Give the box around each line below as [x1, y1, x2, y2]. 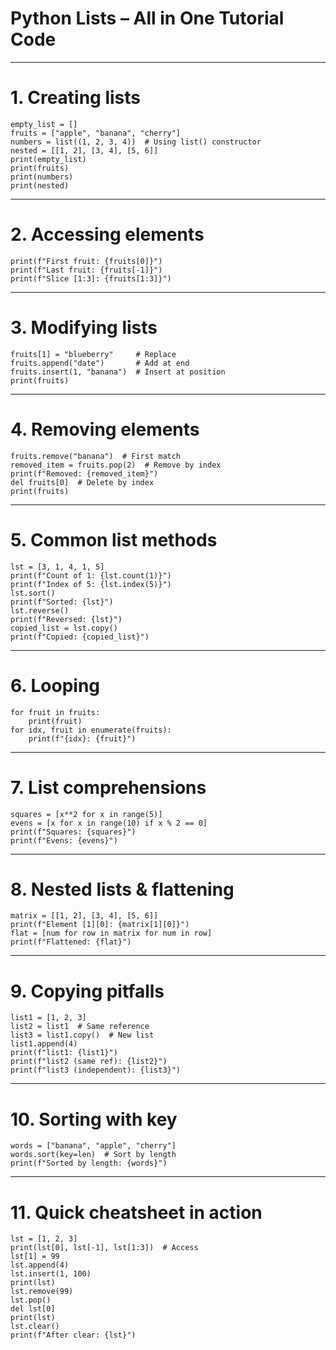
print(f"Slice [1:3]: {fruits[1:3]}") [10, 273, 172, 284]
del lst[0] [10, 1304, 56, 1314]
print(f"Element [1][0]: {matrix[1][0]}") [10, 920, 190, 930]
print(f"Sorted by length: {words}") [10, 1158, 168, 1169]
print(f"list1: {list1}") [10, 1048, 118, 1058]
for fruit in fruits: [10, 707, 101, 717]
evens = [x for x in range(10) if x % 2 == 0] [10, 818, 208, 828]
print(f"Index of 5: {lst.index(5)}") [10, 579, 172, 589]
